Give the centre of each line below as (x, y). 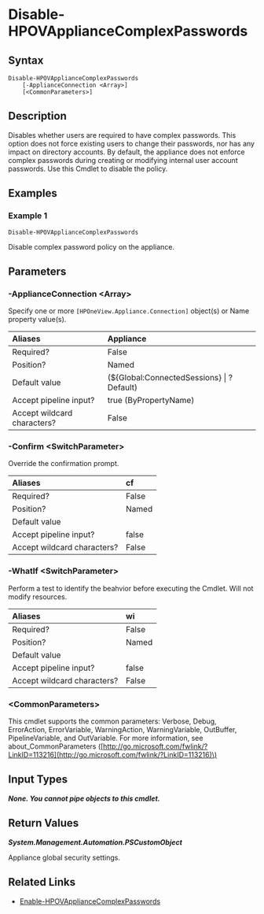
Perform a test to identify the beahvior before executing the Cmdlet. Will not (131, 588)
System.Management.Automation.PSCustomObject (95, 842)
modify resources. (38, 597)
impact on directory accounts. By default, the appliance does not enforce (126, 152)
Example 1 (28, 216)
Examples (33, 193)
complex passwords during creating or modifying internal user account (123, 160)
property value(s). (37, 320)
